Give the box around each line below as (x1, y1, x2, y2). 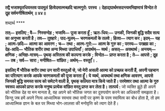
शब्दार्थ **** (5, 20, 25, 26)
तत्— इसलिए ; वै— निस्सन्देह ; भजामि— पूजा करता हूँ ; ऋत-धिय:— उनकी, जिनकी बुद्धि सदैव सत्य (5, 30, 160, 35)
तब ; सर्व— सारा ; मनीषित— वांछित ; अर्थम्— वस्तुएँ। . (10, 57, 98, 63)
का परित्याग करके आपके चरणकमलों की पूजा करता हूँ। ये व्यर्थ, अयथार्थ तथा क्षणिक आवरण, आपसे (5, 73, 153, 79)
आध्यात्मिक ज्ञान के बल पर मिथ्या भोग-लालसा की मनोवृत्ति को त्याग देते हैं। (5, 101, 119, 106)
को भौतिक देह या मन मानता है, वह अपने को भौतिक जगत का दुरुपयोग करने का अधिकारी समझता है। (5, 89, 159, 95)
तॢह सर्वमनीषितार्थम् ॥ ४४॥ (5, 10, 46, 16)
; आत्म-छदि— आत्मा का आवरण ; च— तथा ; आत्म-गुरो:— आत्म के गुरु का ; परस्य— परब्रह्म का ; (5, 41, 157, 47)
